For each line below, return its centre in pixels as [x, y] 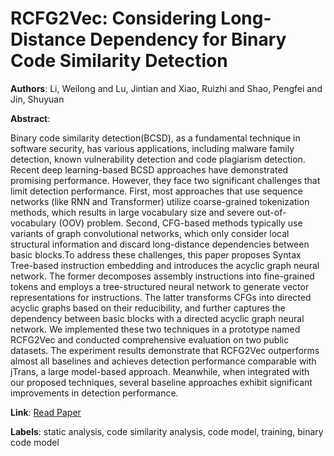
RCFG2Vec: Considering [113, 18]
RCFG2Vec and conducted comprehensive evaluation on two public [150, 339]
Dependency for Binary [188, 39]
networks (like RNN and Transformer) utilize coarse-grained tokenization [160, 201]
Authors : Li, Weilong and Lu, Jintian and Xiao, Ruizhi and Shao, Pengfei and [166, 88]
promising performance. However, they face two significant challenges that [165, 180]
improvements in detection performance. [94, 393]
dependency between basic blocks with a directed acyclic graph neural [157, 318]
